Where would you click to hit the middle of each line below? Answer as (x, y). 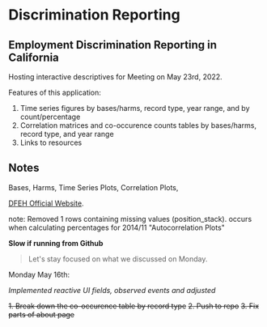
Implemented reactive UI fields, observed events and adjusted (112, 290)
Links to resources (51, 142)
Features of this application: (55, 92)
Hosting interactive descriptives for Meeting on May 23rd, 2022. (115, 77)
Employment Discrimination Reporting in (112, 45)
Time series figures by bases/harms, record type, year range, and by (135, 108)
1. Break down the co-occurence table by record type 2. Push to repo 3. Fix (134, 306)
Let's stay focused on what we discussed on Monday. (118, 259)
